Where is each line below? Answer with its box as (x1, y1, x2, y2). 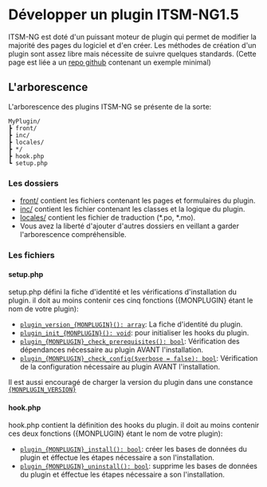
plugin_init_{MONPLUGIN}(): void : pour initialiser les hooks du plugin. (19, 328, 249, 338)
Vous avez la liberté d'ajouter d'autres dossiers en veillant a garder (19, 221, 240, 231)
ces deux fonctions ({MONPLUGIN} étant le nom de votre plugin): (8, 429, 223, 438)
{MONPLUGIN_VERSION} (8, 386, 77, 394)
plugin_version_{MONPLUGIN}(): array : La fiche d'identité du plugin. (19, 319, 243, 329)
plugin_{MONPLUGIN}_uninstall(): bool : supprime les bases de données (19, 461, 257, 471)
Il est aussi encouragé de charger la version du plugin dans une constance (8, 378, 253, 387)
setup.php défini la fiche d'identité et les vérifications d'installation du (8, 287, 238, 297)
